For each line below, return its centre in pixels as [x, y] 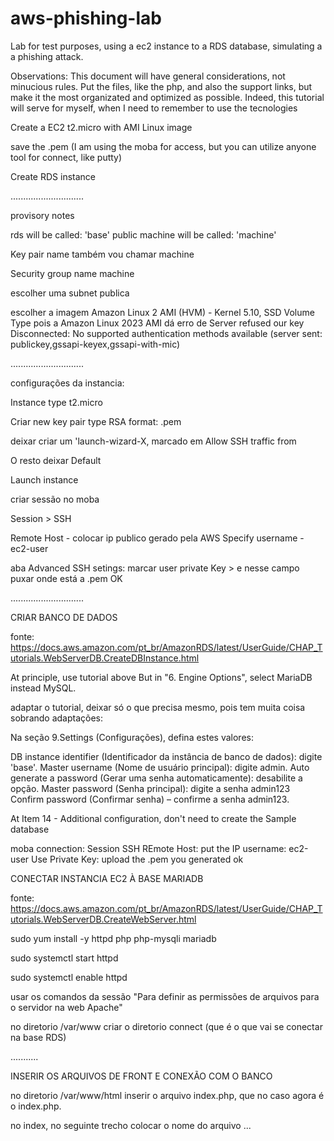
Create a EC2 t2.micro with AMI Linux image [101, 127]
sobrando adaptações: [57, 718]
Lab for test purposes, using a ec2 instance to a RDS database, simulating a [166, 46]
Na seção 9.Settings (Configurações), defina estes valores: [132, 737]
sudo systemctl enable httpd [69, 977]
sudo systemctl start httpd [64, 958]
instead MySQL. [43, 688]
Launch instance [44, 479]
